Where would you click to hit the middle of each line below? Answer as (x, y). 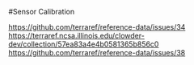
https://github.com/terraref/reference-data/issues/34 (97, 27)
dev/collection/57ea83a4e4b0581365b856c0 (84, 44)
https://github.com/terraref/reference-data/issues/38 (97, 53)
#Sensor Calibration (42, 12)
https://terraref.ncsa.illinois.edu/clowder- (77, 36)
